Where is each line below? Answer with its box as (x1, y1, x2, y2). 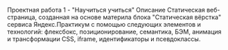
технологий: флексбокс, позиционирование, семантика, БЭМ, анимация (7, 27, 222, 36)
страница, (7, 13, 37, 21)
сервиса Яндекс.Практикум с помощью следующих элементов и (7, 21, 201, 28)
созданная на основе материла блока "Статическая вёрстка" (38, 13, 222, 21)
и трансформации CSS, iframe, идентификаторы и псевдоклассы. (7, 35, 201, 43)
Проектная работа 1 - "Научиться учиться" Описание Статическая (7, 6, 206, 14)
